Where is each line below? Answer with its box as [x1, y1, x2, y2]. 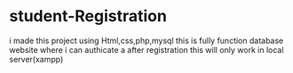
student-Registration [9, 6, 167, 26]
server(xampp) [9, 54, 64, 64]
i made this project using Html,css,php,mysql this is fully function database [9, 35, 284, 46]
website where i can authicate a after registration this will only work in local [9, 44, 284, 55]
